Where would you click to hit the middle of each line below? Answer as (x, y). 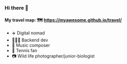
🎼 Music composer (31, 45)
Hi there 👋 (17, 8)
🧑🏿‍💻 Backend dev (30, 40)
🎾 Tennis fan (24, 51)
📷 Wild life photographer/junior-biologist (53, 56)
